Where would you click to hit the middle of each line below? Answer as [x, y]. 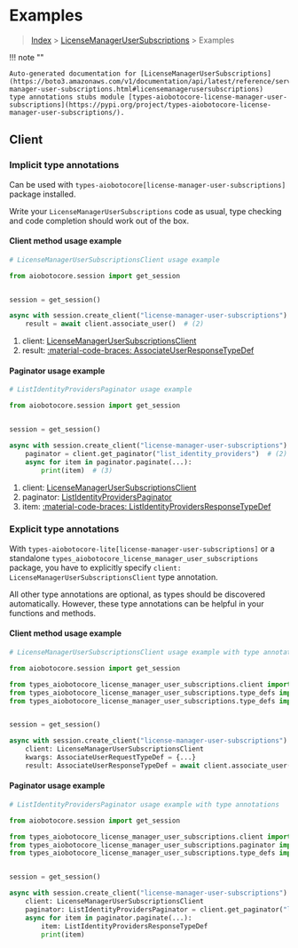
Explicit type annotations [64, 529]
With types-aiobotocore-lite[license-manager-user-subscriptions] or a [142, 549]
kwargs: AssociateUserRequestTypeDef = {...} [111, 758]
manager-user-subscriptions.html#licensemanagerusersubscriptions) [137, 89]
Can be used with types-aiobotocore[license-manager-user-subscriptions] [148, 184]
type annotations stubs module [67, 97]
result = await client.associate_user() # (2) [114, 324]
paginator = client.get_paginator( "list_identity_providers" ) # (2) [157, 454]
